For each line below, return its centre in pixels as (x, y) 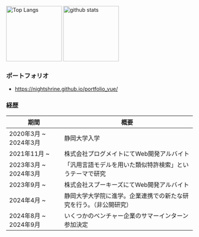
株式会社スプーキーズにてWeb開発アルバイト (127, 184)
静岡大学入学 (82, 138)
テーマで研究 (88, 173)
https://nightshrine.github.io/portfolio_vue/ (66, 89)
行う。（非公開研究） (104, 204)
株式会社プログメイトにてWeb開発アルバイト (127, 154)
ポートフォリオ (28, 76)
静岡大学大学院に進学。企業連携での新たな (123, 196)
